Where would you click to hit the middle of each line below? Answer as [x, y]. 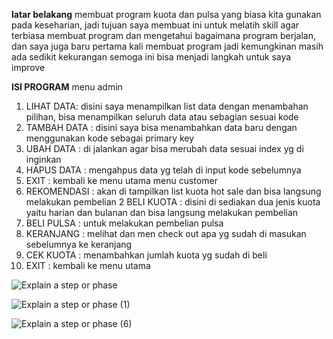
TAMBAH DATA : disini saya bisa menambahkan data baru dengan [161, 127]
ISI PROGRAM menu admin [67, 87]
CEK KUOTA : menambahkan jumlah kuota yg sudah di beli [146, 255]
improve [28, 67]
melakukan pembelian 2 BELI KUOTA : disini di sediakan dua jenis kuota [173, 202]
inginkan [43, 159]
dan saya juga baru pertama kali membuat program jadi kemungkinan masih [167, 46]
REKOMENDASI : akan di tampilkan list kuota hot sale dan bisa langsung [173, 191]
